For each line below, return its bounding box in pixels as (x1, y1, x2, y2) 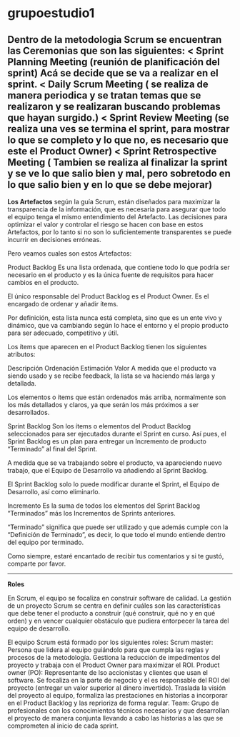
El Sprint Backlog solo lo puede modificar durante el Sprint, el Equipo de (7, 480, 220, 488)
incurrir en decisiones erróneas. (7, 236, 101, 244)
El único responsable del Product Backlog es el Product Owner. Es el (7, 292, 209, 301)
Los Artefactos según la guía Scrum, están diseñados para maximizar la (7, 198, 220, 206)
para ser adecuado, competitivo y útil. (7, 329, 119, 337)
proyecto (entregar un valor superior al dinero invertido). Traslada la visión (7, 683, 226, 692)
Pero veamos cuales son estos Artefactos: (7, 249, 132, 258)
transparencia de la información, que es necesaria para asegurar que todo (7, 205, 226, 214)
